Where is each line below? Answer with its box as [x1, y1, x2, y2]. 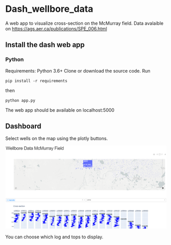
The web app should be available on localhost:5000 [5, 107, 115, 113]
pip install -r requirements [5, 78, 68, 83]
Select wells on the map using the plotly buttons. [5, 135, 108, 142]
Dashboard [5, 122, 41, 131]
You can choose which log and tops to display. [5, 234, 103, 240]
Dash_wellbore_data [5, 3, 94, 15]
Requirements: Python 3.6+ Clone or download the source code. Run [5, 67, 151, 74]
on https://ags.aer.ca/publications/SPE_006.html [5, 25, 108, 31]
